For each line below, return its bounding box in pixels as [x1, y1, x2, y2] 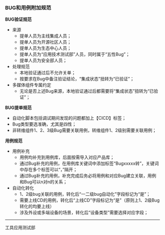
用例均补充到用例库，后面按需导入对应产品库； [19, 155, 114, 160]
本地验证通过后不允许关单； [19, 70, 76, 76]
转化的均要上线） [19, 204, 55, 209]
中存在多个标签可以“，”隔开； [19, 167, 78, 173]
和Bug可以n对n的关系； [19, 179, 68, 185]
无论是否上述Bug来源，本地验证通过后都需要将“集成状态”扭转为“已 [19, 88, 154, 94]
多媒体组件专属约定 [12, 82, 52, 88]
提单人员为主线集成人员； [19, 33, 72, 39]
